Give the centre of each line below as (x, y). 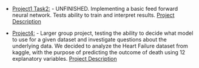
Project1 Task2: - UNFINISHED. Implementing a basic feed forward (95, 9)
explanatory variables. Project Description (64, 59)
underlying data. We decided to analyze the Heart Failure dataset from (100, 46)
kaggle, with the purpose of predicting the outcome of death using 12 (99, 52)
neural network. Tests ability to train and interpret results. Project (93, 15)
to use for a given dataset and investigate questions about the (89, 39)
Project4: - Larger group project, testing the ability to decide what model (103, 33)
